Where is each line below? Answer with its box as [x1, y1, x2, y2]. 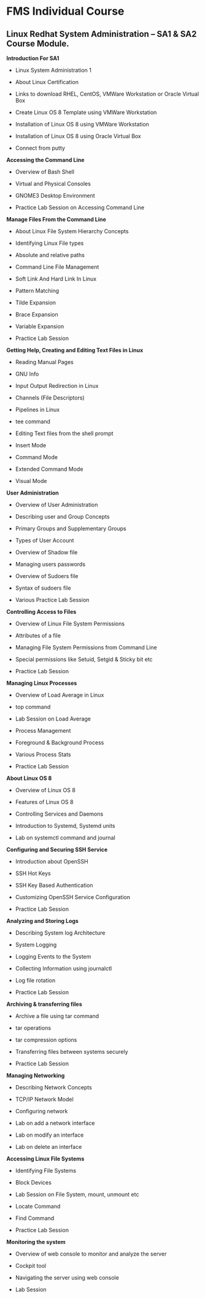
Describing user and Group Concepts [15, 513, 110, 520]
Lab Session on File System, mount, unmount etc [15, 1191, 139, 1198]
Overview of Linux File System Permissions [15, 620, 125, 627]
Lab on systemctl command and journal [15, 834, 115, 841]
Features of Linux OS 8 [15, 798, 74, 805]
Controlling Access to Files [6, 608, 77, 615]
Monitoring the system [6, 1238, 66, 1245]
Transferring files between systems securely [15, 1048, 128, 1055]
